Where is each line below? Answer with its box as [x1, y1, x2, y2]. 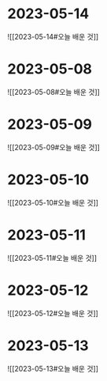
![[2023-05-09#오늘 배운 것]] [7, 142, 100, 152]
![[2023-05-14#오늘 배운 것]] [7, 32, 99, 41]
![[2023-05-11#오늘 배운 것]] [7, 253, 98, 262]
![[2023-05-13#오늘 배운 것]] [7, 364, 99, 373]
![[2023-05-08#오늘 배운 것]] [7, 87, 100, 96]
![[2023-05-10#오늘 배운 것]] [7, 198, 99, 207]
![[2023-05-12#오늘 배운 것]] [7, 308, 99, 318]
